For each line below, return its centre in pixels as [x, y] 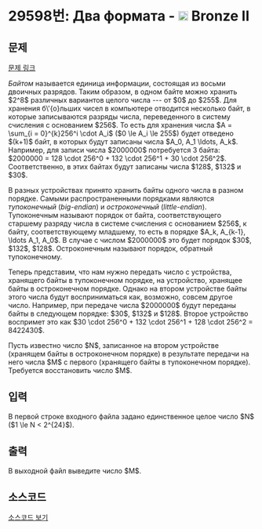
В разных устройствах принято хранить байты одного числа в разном [126, 190]
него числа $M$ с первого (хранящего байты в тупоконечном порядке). [129, 362]
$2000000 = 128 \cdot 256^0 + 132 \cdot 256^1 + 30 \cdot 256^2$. [118, 158]
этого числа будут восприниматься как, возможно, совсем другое [120, 297]
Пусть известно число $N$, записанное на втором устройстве [114, 345]
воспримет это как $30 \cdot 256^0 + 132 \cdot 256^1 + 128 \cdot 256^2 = [131, 322]
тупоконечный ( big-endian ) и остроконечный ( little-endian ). [107, 207]
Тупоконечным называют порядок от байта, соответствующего [115, 215]
